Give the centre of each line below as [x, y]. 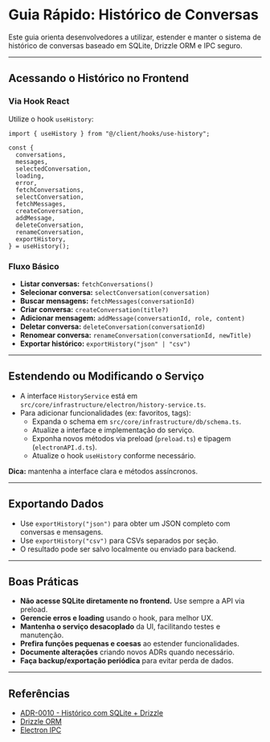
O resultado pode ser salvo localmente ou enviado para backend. [128, 549]
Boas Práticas [43, 582]
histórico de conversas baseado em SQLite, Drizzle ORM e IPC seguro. [125, 45]
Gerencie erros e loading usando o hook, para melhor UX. [117, 618]
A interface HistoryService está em [79, 396]
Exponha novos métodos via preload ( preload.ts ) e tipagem [131, 438]
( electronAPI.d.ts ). [65, 447]
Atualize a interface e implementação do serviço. [113, 430]
